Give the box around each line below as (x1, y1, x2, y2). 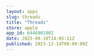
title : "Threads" (6, 19, 49, 25)
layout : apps (6, 8, 38, 15)
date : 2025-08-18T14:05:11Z (6, 36, 75, 41)
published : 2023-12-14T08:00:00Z (6, 41, 88, 47)
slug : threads (6, 14, 41, 20)
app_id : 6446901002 (6, 30, 54, 36)
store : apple (6, 24, 38, 31)
